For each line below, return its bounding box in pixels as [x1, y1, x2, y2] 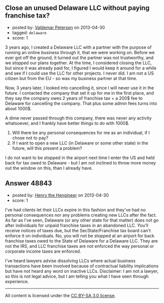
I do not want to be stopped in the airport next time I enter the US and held [5, 155, 155, 161]
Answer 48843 [5, 179, 52, 187]
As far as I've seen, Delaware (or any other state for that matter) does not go [5, 217, 159, 223]
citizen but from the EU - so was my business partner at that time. [5, 75, 138, 81]
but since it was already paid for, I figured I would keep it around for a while [5, 65, 157, 71]
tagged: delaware [12, 29, 47, 36]
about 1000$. [5, 105, 32, 111]
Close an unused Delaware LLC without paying [5, 4, 150, 12]
